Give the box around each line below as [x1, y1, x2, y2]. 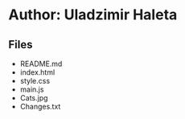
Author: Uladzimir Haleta [8, 6, 178, 24]
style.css [19, 76, 51, 85]
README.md [19, 59, 63, 68]
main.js [19, 84, 44, 94]
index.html [19, 68, 55, 77]
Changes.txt [19, 102, 61, 111]
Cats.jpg [19, 93, 48, 102]
